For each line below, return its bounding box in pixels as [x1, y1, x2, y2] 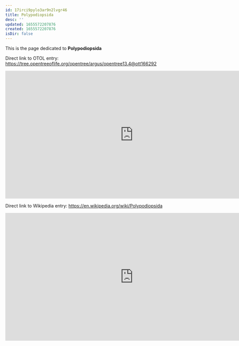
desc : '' [5, 17, 24, 22]
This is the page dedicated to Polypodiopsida [5, 45, 102, 51]
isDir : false [5, 31, 33, 36]
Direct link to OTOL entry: [5, 55, 59, 61]
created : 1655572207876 [5, 27, 56, 32]
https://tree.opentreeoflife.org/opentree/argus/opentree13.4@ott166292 [5, 61, 157, 66]
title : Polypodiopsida [5, 12, 54, 17]
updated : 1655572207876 [5, 21, 56, 27]
